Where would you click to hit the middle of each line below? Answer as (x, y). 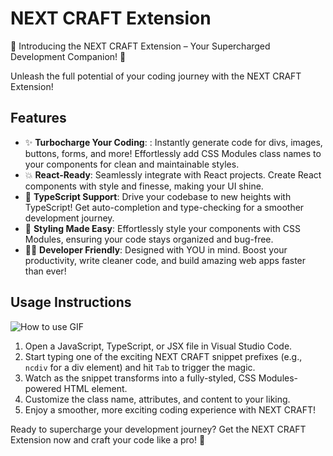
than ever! (45, 271)
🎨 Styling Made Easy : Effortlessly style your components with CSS (162, 228)
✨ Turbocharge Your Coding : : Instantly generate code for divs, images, (173, 142)
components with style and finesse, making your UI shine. (144, 186)
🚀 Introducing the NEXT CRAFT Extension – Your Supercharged (140, 46)
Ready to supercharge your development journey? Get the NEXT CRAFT (158, 429)
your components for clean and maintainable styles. (132, 164)
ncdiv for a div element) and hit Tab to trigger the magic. (140, 367)
